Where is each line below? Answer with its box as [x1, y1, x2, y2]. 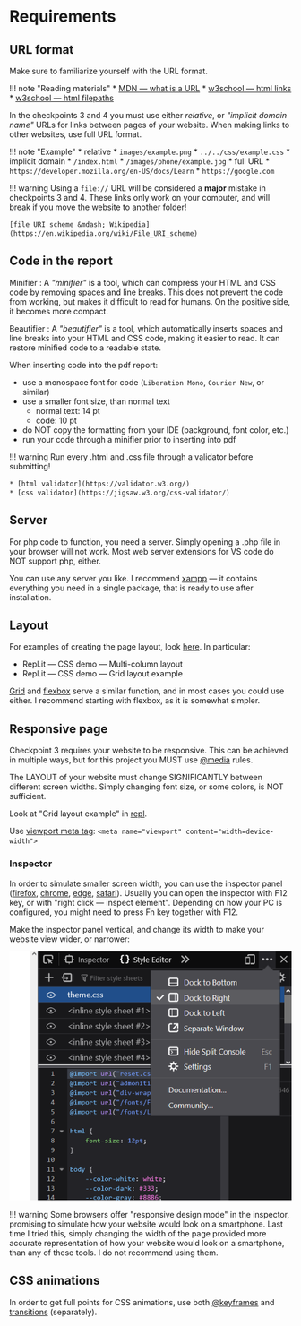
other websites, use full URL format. [9, 129, 142, 140]
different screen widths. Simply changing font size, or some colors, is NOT [9, 781, 284, 792]
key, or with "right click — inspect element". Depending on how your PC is [9, 897, 283, 908]
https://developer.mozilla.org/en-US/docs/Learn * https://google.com [9, 166, 275, 176]
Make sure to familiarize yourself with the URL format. [9, 65, 208, 76]
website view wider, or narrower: [9, 934, 130, 944]
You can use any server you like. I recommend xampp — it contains [9, 573, 258, 583]
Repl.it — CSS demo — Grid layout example [21, 668, 184, 679]
